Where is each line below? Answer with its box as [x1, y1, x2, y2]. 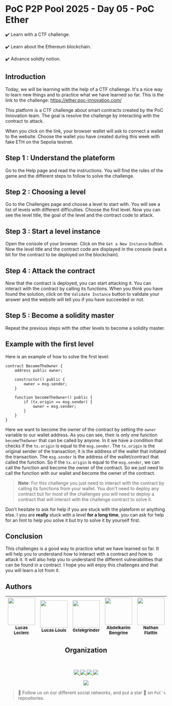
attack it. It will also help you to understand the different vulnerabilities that [5, 557, 163, 563]
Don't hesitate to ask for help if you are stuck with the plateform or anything [5, 506, 165, 512]
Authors [5, 582, 32, 591]
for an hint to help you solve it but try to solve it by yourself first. [5, 517, 141, 523]
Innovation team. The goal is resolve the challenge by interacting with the [5, 112, 160, 119]
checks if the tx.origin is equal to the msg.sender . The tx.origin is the [5, 443, 155, 449]
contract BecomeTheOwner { [5, 363, 63, 369]
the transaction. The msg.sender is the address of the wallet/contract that [5, 453, 159, 460]
